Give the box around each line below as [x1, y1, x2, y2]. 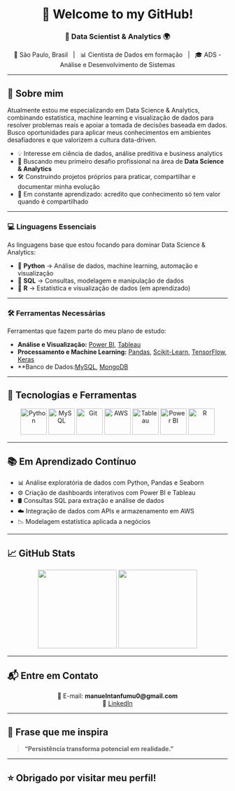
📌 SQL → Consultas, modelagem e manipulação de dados [17, 276, 184, 285]
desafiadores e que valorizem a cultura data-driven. [7, 136, 157, 144]
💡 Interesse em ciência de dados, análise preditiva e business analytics [17, 150, 223, 158]
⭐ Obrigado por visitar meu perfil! [7, 772, 157, 784]
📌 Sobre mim [7, 87, 64, 99]
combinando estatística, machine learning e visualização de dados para [7, 113, 214, 122]
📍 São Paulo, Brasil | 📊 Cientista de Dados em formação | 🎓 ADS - [13, 50, 222, 59]
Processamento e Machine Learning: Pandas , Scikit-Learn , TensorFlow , [17, 348, 227, 356]
